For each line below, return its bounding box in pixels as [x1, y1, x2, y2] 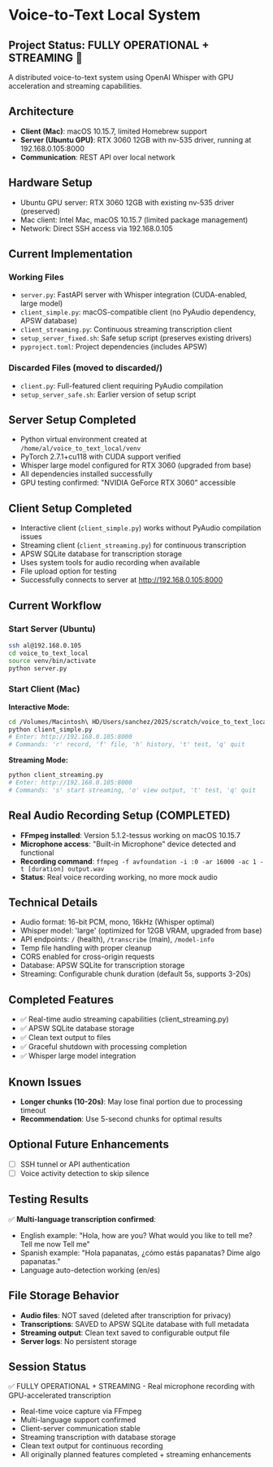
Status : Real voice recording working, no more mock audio [19, 872, 218, 881]
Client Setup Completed [8, 501, 132, 515]
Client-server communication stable [19, 1424, 141, 1434]
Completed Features [8, 992, 114, 1007]
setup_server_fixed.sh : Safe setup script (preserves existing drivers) [19, 333, 252, 343]
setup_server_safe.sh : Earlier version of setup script [19, 389, 197, 399]
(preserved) [19, 206, 61, 216]
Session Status [8, 1360, 87, 1374]
